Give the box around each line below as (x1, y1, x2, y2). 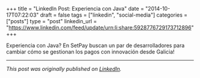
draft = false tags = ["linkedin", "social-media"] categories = (40, 11, 187, 18)
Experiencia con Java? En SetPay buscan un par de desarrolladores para (6, 42, 185, 49)
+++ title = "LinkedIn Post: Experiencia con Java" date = (6, 5, 145, 12)
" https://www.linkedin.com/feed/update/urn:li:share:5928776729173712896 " (6, 24, 194, 31)
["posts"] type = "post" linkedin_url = (6, 18, 97, 24)
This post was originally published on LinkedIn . (6, 65, 122, 72)
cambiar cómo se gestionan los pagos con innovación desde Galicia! (6, 48, 175, 55)
